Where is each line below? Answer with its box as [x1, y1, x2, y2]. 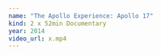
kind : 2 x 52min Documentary [8, 19, 107, 27]
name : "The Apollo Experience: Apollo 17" [8, 11, 154, 20]
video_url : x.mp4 [8, 34, 67, 43]
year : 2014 [8, 27, 45, 35]
